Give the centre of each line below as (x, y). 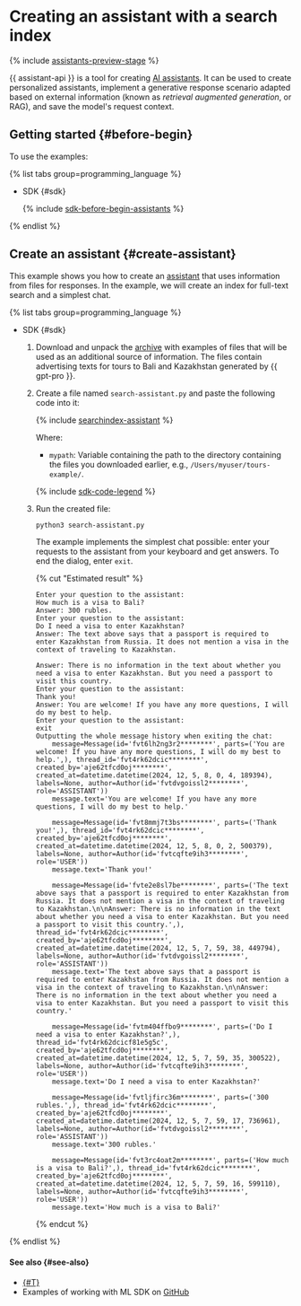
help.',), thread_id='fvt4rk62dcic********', (122, 760)
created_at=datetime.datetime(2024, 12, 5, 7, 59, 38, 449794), (158, 949)
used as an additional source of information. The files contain (149, 356)
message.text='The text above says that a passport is (157, 972)
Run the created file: (73, 508)
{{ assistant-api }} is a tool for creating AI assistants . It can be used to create (150, 77)
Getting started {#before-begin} (101, 135)
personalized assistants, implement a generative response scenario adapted (150, 87)
